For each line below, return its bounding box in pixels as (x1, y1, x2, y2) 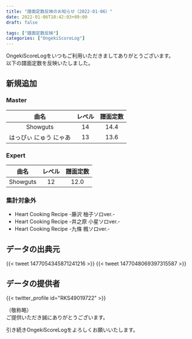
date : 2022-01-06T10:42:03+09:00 (6, 14, 88, 20)
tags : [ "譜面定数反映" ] (6, 30, 59, 36)
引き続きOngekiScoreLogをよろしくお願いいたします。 (6, 326, 139, 334)
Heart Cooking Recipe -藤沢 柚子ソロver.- (14, 211, 115, 218)
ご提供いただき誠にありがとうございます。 (6, 314, 108, 321)
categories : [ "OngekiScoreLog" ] (6, 36, 85, 42)
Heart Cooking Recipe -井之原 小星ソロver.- (14, 218, 121, 225)
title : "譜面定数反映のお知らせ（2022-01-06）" (6, 8, 113, 15)
